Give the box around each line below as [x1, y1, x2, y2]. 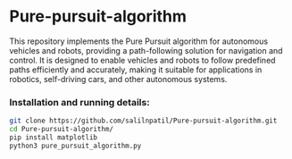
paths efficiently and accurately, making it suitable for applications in [9, 64, 263, 75]
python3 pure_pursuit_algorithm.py [9, 141, 142, 150]
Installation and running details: [9, 96, 150, 108]
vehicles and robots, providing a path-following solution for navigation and [9, 45, 283, 55]
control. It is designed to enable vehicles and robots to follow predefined [9, 54, 276, 65]
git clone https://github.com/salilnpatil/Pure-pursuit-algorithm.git [9, 116, 278, 126]
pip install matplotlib [9, 132, 98, 142]
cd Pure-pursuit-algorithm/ [9, 125, 114, 134]
